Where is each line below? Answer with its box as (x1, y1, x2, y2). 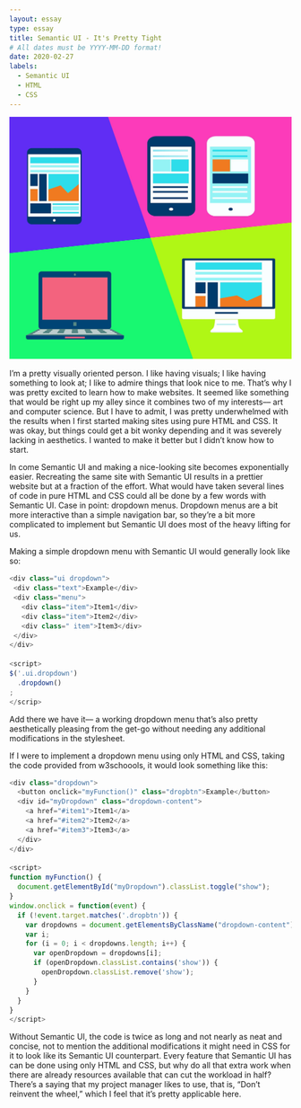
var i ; (25, 930, 50, 939)
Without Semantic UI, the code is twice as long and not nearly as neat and (9, 1032, 282, 1042)
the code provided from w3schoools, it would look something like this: (9, 759, 269, 770)
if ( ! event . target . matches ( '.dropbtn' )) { (17, 910, 178, 920)
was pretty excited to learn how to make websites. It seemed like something (9, 387, 289, 398)
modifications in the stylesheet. (9, 732, 125, 743)
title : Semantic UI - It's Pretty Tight (9, 33, 163, 42)
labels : (9, 62, 39, 71)
